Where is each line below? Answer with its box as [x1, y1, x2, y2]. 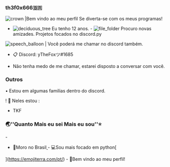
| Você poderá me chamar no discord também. [45, 41, 143, 47]
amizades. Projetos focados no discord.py [12, 31, 102, 37]
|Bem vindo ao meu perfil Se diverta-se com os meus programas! [25, 16, 163, 22]
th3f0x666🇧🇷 [5, 4, 42, 11]
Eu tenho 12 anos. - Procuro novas [52, 26, 152, 32]
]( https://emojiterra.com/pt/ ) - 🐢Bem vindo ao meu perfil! [5, 156, 125, 162]
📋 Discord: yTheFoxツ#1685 [12, 52, 73, 58]
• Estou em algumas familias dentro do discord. [5, 87, 106, 93]
